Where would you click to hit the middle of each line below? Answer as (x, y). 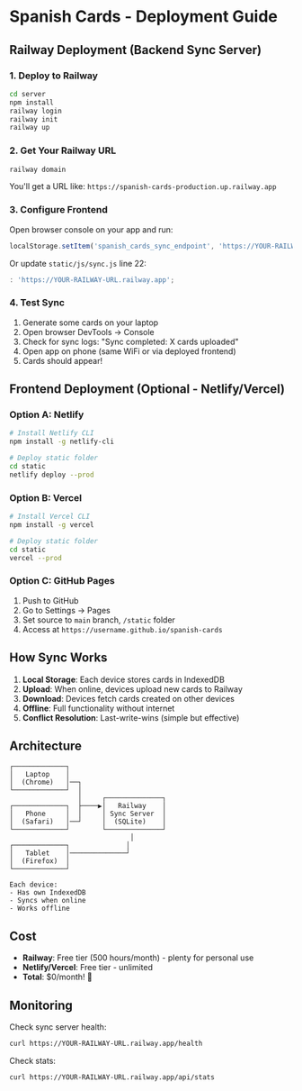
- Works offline (40, 909)
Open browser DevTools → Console (88, 332)
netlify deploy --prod (52, 475)
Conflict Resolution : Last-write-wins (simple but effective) (131, 717)
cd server (28, 94)
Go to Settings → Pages (66, 610)
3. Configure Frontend (58, 210)
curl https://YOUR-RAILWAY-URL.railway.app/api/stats (112, 1077)
